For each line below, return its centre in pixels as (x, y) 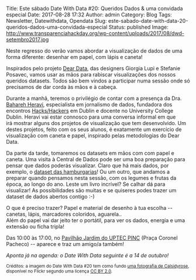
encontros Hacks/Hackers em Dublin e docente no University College (90, 111)
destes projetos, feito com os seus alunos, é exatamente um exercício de (94, 129)
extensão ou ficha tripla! (35, 227)
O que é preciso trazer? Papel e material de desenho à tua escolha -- (89, 208)
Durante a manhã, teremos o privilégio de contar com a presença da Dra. (94, 98)
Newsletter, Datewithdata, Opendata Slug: (56, 21)
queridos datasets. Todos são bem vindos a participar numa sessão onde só (98, 81)
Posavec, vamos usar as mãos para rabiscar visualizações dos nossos (91, 75)
